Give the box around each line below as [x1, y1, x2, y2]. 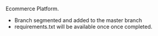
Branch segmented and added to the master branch [14, 17, 142, 23]
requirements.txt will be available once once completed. [14, 23, 153, 30]
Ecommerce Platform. [5, 5, 59, 12]
